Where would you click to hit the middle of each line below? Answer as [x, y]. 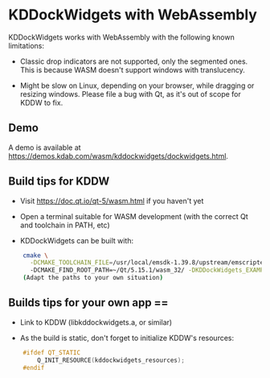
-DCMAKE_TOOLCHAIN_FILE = [71, 263]
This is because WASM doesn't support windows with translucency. [132, 69]
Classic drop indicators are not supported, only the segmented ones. [134, 61]
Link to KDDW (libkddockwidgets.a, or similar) [96, 322]
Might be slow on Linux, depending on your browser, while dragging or [137, 85]
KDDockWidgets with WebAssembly [133, 15]
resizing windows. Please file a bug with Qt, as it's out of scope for [130, 93]
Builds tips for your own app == [88, 303]
